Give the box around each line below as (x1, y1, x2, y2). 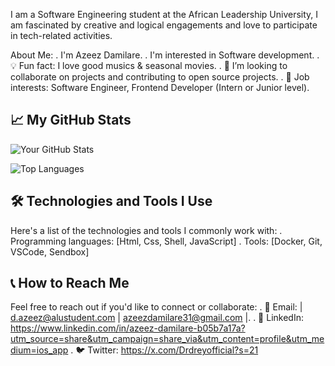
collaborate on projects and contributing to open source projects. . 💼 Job (10, 71, 310, 83)
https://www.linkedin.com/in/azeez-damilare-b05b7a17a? (10, 322, 246, 334)
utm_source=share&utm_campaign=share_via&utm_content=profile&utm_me (10, 333, 325, 345)
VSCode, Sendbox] (10, 245, 90, 258)
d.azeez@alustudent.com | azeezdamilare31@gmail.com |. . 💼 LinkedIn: (10, 312, 304, 324)
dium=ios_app (10, 344, 69, 356)
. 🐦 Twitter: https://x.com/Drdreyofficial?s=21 (70, 344, 259, 356)
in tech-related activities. (10, 30, 113, 41)
